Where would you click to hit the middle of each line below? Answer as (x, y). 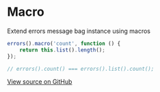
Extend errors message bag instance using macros (79, 31)
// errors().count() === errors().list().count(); (81, 69)
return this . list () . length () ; (63, 50)
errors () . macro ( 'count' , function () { (64, 43)
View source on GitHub (40, 82)
